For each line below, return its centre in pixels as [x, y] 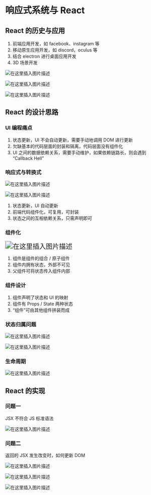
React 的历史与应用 [35, 31]
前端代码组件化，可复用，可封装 [46, 212]
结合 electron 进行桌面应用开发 [44, 56]
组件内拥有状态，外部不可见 [41, 265]
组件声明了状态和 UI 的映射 [40, 297]
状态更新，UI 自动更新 [35, 206]
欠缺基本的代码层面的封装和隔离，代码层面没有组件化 [68, 146]
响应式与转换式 [23, 172]
